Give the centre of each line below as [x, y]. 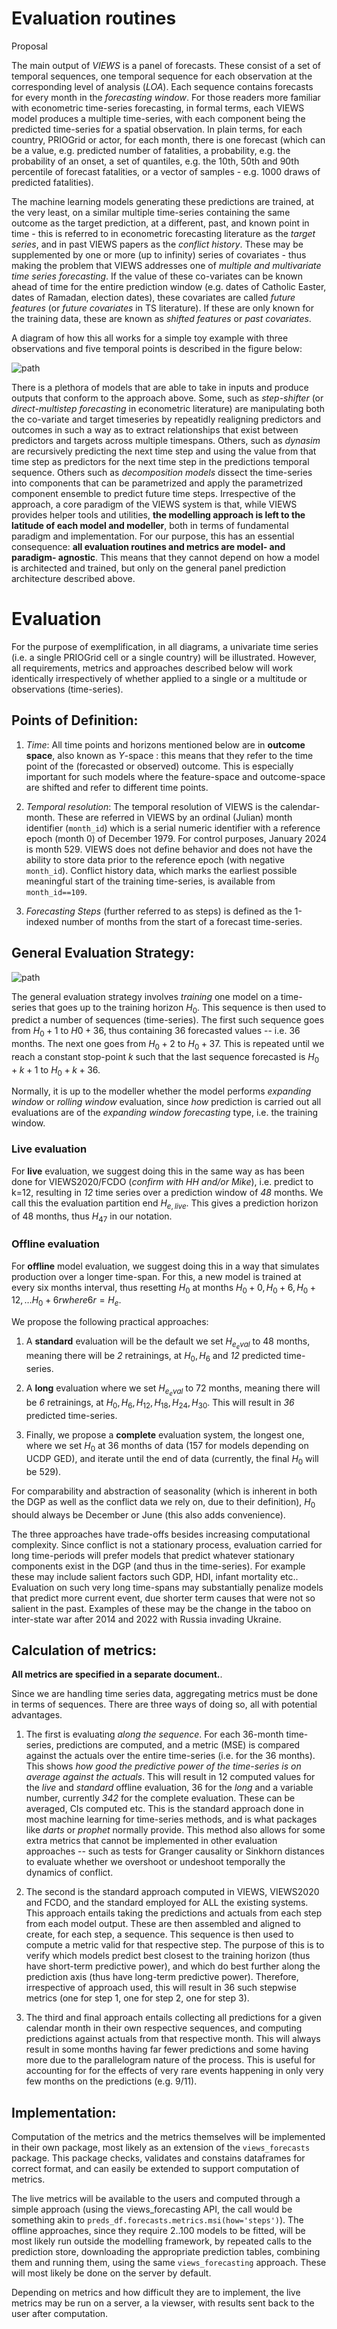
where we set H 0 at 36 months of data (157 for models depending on [167, 1447]
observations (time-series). [67, 689]
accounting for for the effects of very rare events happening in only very [174, 2071]
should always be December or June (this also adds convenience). [148, 1514]
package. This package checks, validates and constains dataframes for [158, 2158]
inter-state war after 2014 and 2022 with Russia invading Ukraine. [146, 1619]
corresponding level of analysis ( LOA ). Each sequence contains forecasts [162, 86]
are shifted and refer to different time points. [117, 787]
